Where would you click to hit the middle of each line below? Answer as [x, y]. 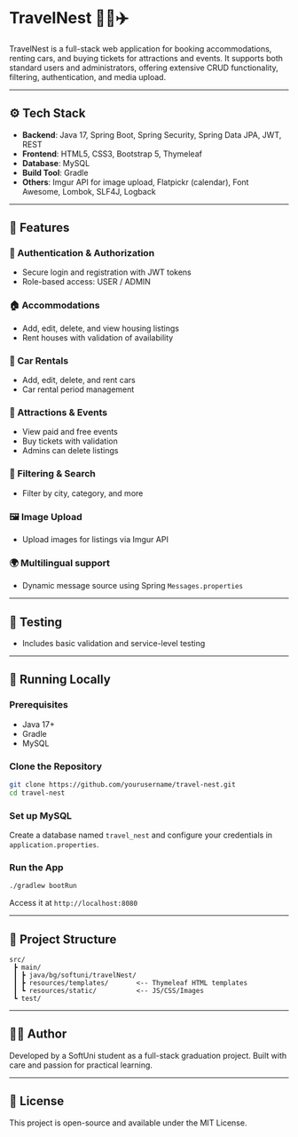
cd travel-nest [37, 793]
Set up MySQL [41, 815]
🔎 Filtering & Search [52, 474]
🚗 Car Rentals [39, 360]
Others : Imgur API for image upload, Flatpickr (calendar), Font [135, 182]
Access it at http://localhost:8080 [74, 903]
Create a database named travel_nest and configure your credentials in [141, 835]
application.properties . [54, 845]
